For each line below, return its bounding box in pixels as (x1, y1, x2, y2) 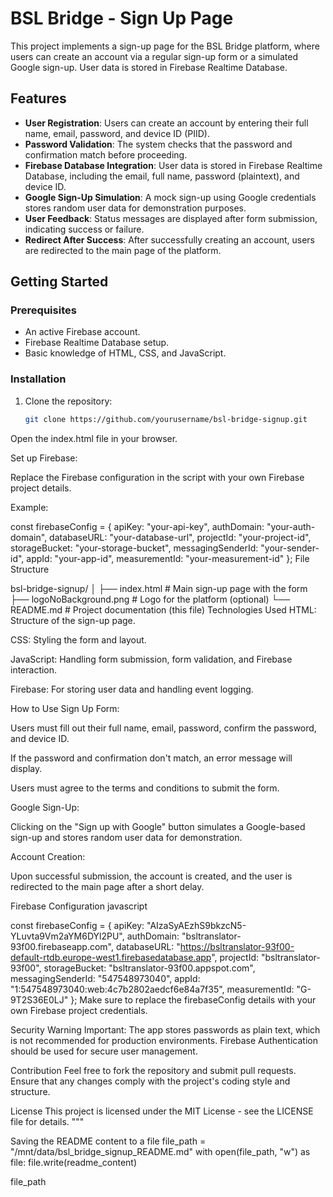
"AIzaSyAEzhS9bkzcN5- (146, 919, 247, 931)
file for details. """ (10, 1115, 85, 1127)
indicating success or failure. (24, 223, 145, 235)
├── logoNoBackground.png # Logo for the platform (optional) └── (10, 593, 291, 605)
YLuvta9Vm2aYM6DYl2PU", (10, 930, 125, 942)
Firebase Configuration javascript (10, 900, 148, 912)
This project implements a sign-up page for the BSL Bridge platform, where (10, 40, 320, 52)
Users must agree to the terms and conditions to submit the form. (10, 782, 280, 794)
